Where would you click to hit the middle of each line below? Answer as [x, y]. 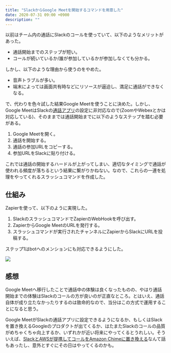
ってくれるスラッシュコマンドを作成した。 [63, 177]
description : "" [22, 19]
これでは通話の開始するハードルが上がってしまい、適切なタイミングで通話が [86, 164]
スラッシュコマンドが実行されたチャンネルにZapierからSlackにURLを [85, 232]
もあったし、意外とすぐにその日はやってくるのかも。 [61, 345]
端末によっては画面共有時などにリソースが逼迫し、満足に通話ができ [84, 87]
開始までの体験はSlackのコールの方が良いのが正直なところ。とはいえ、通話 [85, 296]
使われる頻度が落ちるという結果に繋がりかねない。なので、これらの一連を [83, 171]
